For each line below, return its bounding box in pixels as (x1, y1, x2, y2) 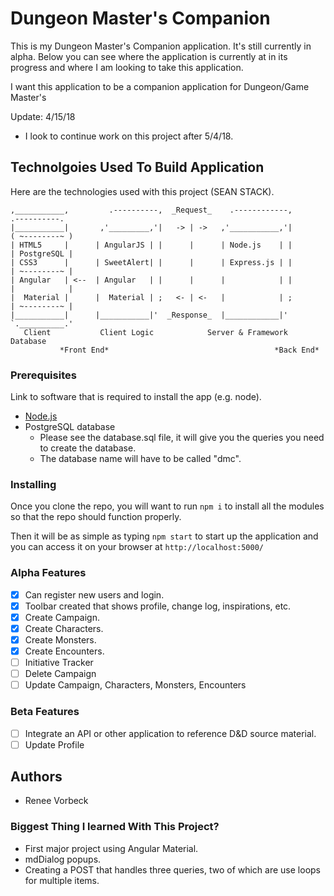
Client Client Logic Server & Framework (23, 327, 288, 337)
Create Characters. (24, 622, 104, 634)
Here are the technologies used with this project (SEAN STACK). (10, 185, 275, 197)
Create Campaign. (24, 611, 100, 623)
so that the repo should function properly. (10, 511, 182, 523)
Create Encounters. (24, 645, 105, 657)
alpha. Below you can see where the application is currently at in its (10, 50, 288, 62)
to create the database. (39, 442, 137, 454)
